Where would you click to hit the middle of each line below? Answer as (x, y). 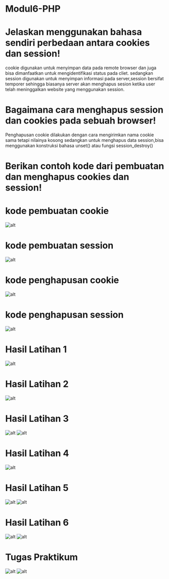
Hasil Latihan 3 (37, 419)
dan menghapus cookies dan (67, 177)
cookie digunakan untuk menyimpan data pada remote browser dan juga (81, 68)
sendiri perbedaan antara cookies (78, 43)
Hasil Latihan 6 (37, 522)
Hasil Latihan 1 (36, 349)
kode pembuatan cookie (57, 211)
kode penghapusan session (65, 315)
